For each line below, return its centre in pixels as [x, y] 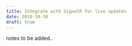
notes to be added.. [29, 39]
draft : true [20, 22]
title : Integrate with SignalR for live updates [66, 11]
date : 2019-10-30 [27, 17]
